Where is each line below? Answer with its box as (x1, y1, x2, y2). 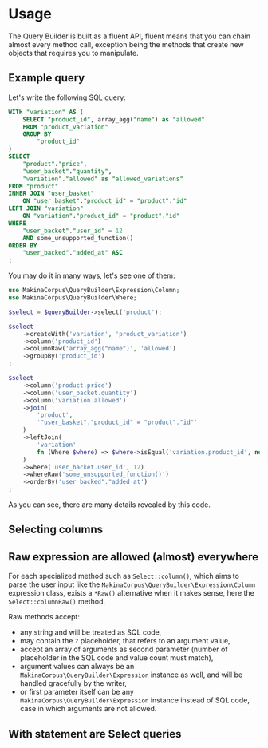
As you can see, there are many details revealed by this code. (8, 500, 211, 509)
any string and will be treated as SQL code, (19, 627, 162, 637)
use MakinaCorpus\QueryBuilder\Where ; (8, 294, 137, 302)
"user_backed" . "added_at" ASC (22, 249, 124, 257)
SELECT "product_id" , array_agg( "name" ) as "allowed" (22, 115, 205, 124)
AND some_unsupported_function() (22, 234, 134, 242)
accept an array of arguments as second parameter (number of (19, 644, 229, 655)
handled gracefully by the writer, (19, 679, 128, 688)
